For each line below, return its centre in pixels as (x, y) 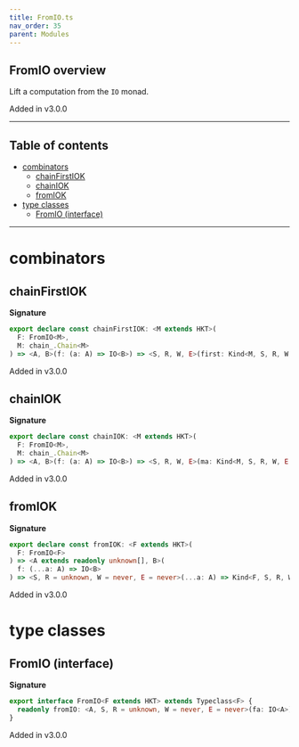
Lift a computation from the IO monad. (79, 92)
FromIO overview (58, 70)
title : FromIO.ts (41, 17)
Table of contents (59, 145)
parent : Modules (39, 34)
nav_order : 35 (36, 26)
